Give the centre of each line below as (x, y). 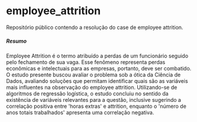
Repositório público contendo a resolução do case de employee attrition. (95, 27)
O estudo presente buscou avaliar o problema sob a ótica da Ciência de (93, 75)
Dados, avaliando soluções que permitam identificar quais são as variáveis (97, 81)
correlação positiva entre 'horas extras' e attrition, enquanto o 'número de (96, 106)
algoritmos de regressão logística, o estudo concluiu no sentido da (87, 94)
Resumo (17, 41)
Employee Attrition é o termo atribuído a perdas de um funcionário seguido (97, 56)
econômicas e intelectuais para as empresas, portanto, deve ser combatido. (99, 68)
